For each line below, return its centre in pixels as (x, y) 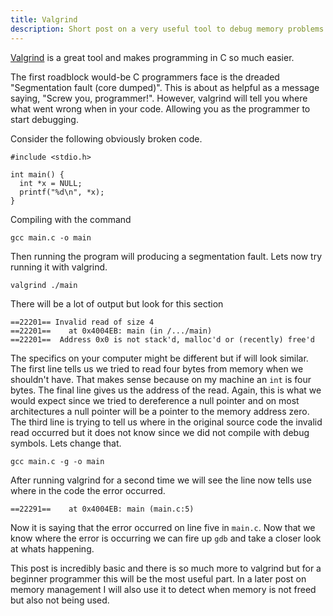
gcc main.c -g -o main (57, 461)
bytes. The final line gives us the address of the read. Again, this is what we (166, 390)
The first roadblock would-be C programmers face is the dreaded (145, 77)
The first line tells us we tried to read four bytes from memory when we (157, 368)
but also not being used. (60, 600)
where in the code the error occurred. (88, 490)
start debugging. (44, 119)
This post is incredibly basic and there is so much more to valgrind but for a (166, 568)
